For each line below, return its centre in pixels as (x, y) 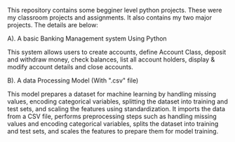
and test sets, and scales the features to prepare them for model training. (113, 131)
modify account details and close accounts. (70, 67)
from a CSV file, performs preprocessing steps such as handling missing (112, 116)
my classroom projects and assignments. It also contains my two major (110, 17)
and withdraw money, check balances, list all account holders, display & (111, 59)
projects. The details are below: (53, 25)
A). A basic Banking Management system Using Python (87, 38)
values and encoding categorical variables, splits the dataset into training (113, 124)
